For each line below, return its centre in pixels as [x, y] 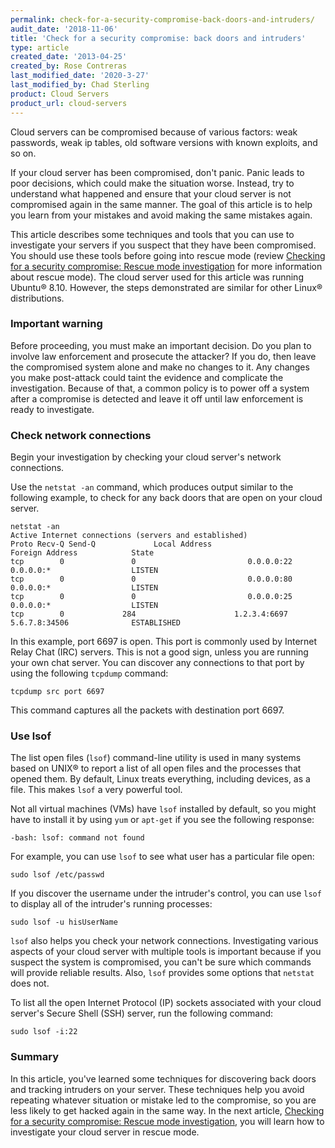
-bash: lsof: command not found [77, 838]
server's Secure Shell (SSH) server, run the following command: [142, 1013]
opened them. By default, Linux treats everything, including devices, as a [160, 779]
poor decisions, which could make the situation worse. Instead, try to [152, 183]
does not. [30, 983]
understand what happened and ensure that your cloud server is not [151, 193]
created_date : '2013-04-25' [69, 57]
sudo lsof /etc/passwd [57, 875]
